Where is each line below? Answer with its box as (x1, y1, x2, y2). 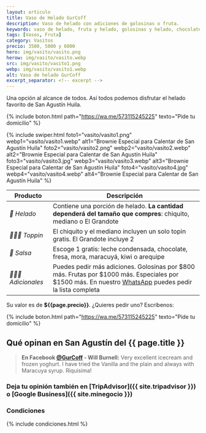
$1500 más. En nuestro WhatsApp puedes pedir (53, 278, 193, 286)
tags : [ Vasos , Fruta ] (6, 32, 62, 38)
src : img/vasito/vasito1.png (6, 60, 81, 66)
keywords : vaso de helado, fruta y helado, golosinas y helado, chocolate (6, 26, 202, 33)
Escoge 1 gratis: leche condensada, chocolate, (53, 245, 188, 254)
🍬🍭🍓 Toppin (9, 231, 44, 240)
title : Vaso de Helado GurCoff (6, 15, 86, 21)
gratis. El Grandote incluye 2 (53, 235, 134, 243)
